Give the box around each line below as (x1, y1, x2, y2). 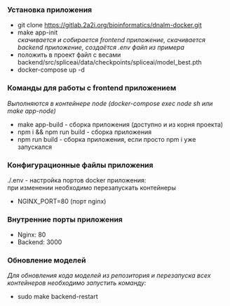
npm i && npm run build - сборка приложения (17, 128, 152, 136)
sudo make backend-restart (17, 293, 98, 301)
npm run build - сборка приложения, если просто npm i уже (17, 135, 196, 143)
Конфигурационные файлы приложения (7, 160, 154, 170)
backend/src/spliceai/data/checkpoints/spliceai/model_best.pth (17, 58, 202, 67)
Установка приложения (7, 5, 93, 15)
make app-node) (7, 107, 56, 115)
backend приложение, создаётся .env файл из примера (17, 44, 184, 52)
